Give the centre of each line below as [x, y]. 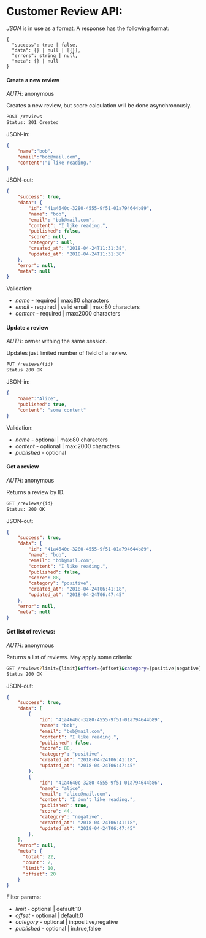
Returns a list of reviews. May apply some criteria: [70, 657]
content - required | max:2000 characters [68, 314]
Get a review [23, 467]
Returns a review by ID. [36, 492]
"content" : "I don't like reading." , [87, 800]
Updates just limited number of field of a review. [67, 353]
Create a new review [33, 80]
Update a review [28, 327]
